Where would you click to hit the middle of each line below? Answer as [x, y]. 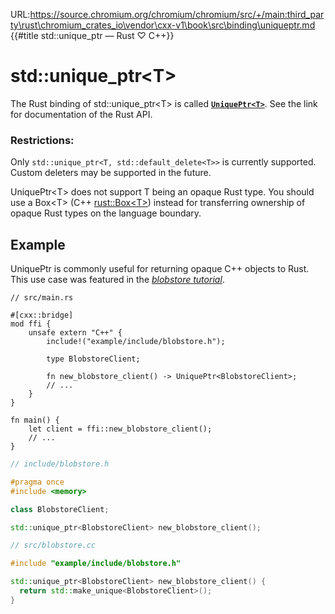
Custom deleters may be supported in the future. [111, 173]
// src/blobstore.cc [53, 545]
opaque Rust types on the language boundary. [106, 213]
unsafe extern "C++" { [75, 333]
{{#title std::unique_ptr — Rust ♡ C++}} [92, 35]
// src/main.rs [42, 298]
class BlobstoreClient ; [60, 509]
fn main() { [35, 420]
